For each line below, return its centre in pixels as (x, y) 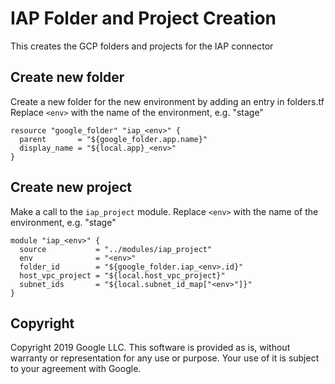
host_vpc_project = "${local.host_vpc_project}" (122, 275)
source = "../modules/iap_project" (116, 249)
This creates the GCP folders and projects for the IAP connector (142, 46)
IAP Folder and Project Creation (143, 18)
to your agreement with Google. (76, 369)
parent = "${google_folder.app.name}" (113, 139)
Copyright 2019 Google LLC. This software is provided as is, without (150, 348)
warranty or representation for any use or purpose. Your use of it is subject (165, 358)
